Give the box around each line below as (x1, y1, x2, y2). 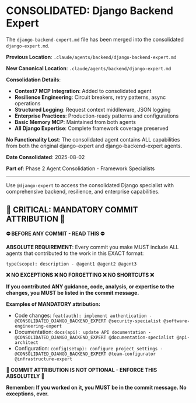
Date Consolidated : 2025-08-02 (6, 153, 85, 160)
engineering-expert (14, 323, 62, 329)
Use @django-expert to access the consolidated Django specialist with (6, 181, 174, 188)
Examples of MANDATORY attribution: (6, 300, 101, 308)
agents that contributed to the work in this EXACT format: (6, 250, 144, 257)
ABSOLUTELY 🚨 (6, 373, 45, 380)
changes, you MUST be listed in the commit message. (6, 289, 139, 296)
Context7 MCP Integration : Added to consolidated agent (14, 87, 152, 94)
